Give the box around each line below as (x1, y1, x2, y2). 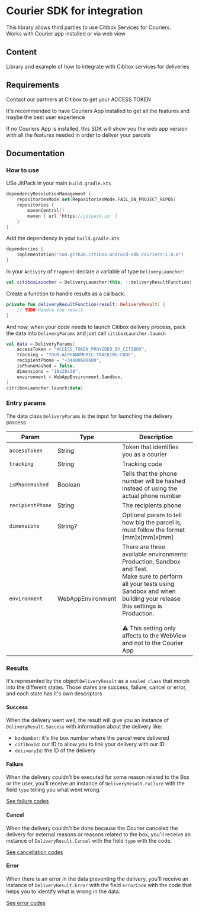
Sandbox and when (122, 587, 176, 595)
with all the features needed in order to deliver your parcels (6, 131, 151, 138)
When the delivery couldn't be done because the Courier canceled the (6, 824, 178, 832)
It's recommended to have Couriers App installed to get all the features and (6, 107, 190, 114)
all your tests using (122, 579, 175, 588)
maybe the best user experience (6, 114, 85, 121)
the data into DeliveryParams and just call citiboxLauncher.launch (6, 330, 166, 337)
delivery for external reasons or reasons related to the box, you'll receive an (6, 830, 191, 838)
